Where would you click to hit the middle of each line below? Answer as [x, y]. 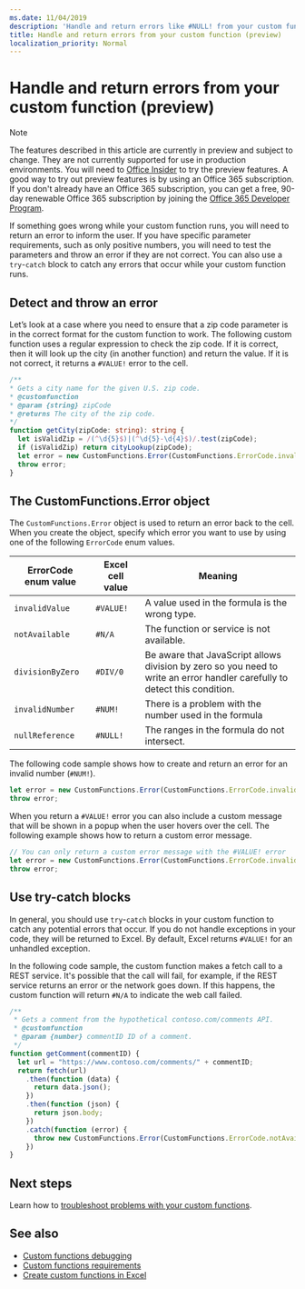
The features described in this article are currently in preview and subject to [151, 150]
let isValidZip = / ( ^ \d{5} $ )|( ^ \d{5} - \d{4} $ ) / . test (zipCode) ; [138, 439]
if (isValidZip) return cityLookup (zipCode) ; [105, 447]
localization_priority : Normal [69, 43]
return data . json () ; [72, 1087]
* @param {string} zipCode [60, 405]
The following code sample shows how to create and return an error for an [148, 764]
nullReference [44, 736]
